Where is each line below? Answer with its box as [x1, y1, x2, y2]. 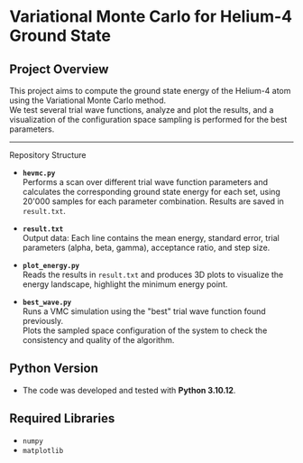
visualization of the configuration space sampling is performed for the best [9, 115, 288, 125]
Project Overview [9, 61, 109, 77]
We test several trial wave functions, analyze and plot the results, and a [9, 105, 274, 115]
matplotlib [22, 446, 64, 455]
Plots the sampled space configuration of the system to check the [22, 325, 268, 336]
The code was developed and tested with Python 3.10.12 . [22, 384, 236, 395]
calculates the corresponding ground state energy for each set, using [22, 187, 281, 197]
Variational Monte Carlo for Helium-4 [9, 6, 293, 27]
